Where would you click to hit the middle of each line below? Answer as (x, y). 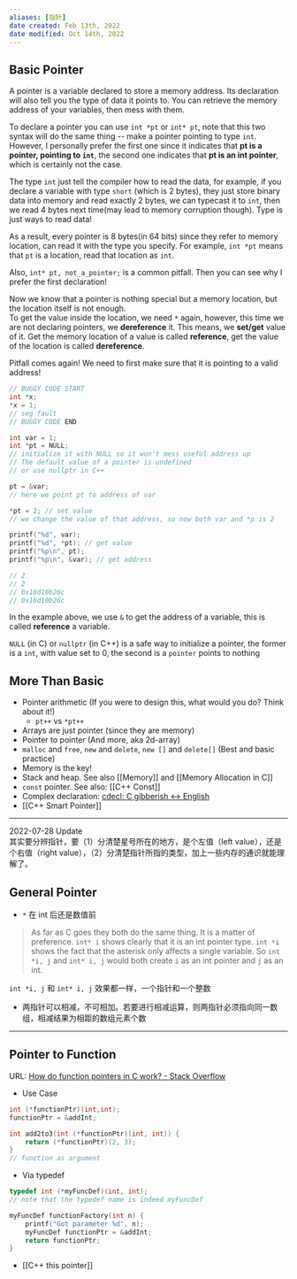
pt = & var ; (29, 486)
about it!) (38, 712)
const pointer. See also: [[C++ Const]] (91, 787)
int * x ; (23, 397)
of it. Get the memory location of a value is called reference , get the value (144, 336)
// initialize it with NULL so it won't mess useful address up (130, 454)
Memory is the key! (57, 768)
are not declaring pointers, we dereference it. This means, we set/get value (148, 327)
